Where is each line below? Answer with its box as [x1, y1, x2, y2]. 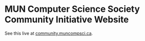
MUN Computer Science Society [4, 3, 140, 15]
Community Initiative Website [4, 14, 129, 25]
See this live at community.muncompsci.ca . [4, 30, 93, 36]
